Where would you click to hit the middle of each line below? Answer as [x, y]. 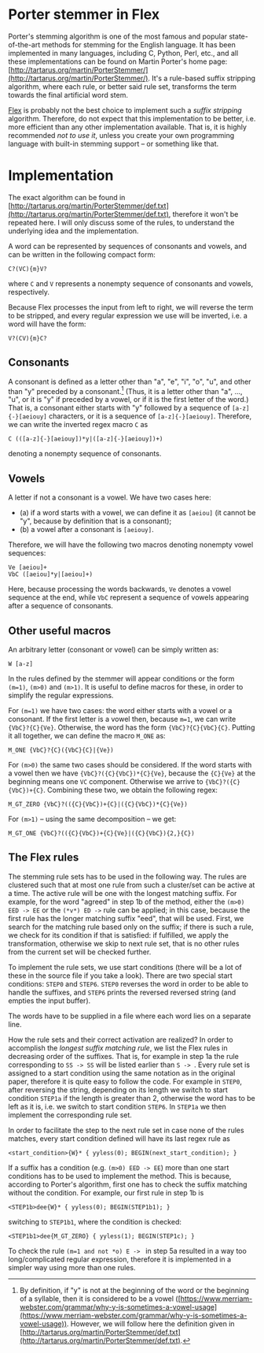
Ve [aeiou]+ [27, 568]
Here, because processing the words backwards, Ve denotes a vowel [120, 589]
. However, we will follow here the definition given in [150, 1323]
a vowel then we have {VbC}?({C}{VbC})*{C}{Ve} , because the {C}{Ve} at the [132, 773]
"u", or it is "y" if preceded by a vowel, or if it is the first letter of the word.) [128, 400]
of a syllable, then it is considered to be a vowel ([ [100, 1299]
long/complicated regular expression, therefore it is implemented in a [120, 1259]
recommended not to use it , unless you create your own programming [121, 135]
